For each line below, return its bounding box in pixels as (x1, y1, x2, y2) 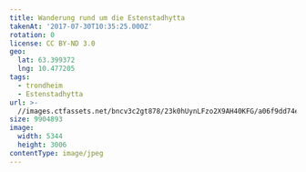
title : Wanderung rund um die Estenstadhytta (9, 13, 185, 23)
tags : (9, 73, 30, 82)
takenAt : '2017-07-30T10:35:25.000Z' (9, 22, 153, 31)
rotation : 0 (9, 30, 55, 39)
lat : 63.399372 (17, 56, 76, 65)
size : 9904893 (9, 115, 64, 124)
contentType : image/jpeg (9, 148, 104, 157)
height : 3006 (17, 140, 67, 149)
